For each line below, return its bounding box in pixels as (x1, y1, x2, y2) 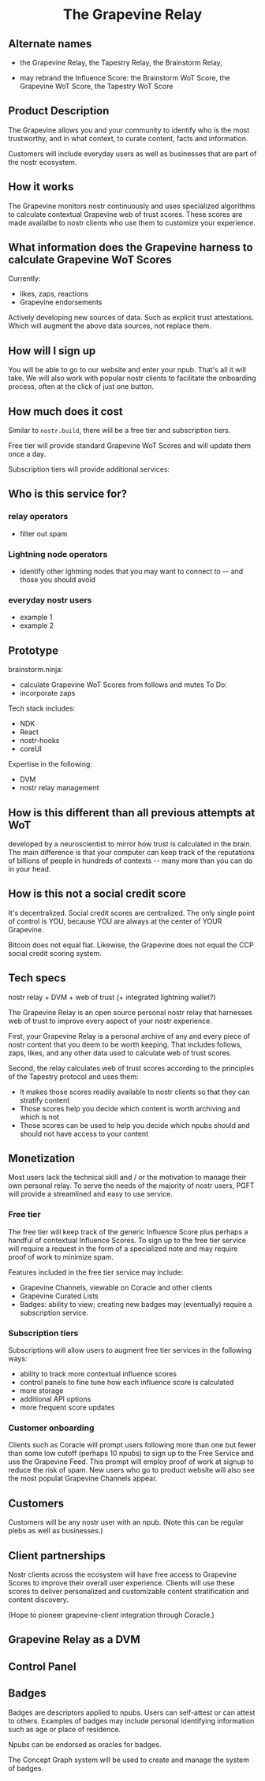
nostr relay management (19, 783, 99, 793)
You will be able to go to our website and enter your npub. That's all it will (8, 365, 247, 375)
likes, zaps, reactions (19, 289, 89, 299)
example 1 (19, 613, 53, 622)
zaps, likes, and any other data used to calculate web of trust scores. (8, 1047, 233, 1058)
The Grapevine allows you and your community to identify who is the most (8, 125, 250, 135)
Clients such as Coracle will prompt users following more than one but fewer (8, 1440, 256, 1450)
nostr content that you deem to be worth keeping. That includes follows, (8, 1040, 243, 1049)
